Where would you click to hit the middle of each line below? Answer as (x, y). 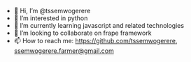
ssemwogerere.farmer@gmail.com (64, 51)
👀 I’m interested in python (51, 18)
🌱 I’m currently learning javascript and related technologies (99, 25)
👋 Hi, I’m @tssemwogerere (52, 11)
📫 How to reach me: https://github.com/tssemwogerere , (95, 41)
